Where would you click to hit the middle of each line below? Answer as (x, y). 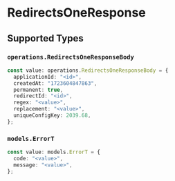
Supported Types (46, 38)
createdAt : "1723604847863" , (55, 83)
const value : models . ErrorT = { (54, 152)
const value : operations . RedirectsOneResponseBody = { (88, 70)
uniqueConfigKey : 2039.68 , (52, 115)
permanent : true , (38, 90)
